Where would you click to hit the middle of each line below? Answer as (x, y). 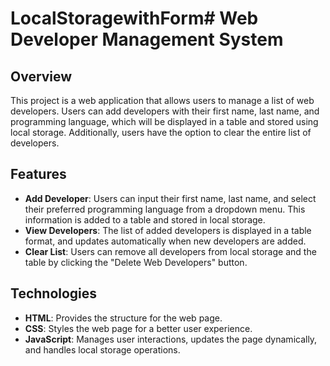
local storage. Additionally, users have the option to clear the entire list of (161, 132)
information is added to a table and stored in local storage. (145, 219)
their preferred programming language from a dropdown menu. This (165, 209)
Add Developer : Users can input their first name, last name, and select (170, 198)
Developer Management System (147, 39)
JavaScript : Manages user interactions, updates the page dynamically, (171, 339)
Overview (41, 76)
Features (38, 174)
